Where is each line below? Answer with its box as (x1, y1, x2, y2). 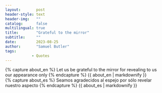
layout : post (5, 7, 45, 12)
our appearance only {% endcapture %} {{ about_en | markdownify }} (5, 72, 147, 78)
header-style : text (5, 12, 45, 17)
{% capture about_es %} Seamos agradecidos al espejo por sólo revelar (5, 77, 152, 83)
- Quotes (31, 53, 50, 58)
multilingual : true (5, 26, 45, 31)
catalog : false (5, 21, 48, 26)
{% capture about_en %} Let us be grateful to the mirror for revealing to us (5, 67, 157, 73)
